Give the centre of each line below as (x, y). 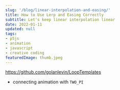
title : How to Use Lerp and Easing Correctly (54, 15)
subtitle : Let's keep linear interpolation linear (60, 19)
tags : (11, 34)
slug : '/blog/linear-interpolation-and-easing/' (58, 10)
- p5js (12, 39)
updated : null (20, 29)
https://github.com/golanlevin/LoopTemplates (53, 72)
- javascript (19, 48)
